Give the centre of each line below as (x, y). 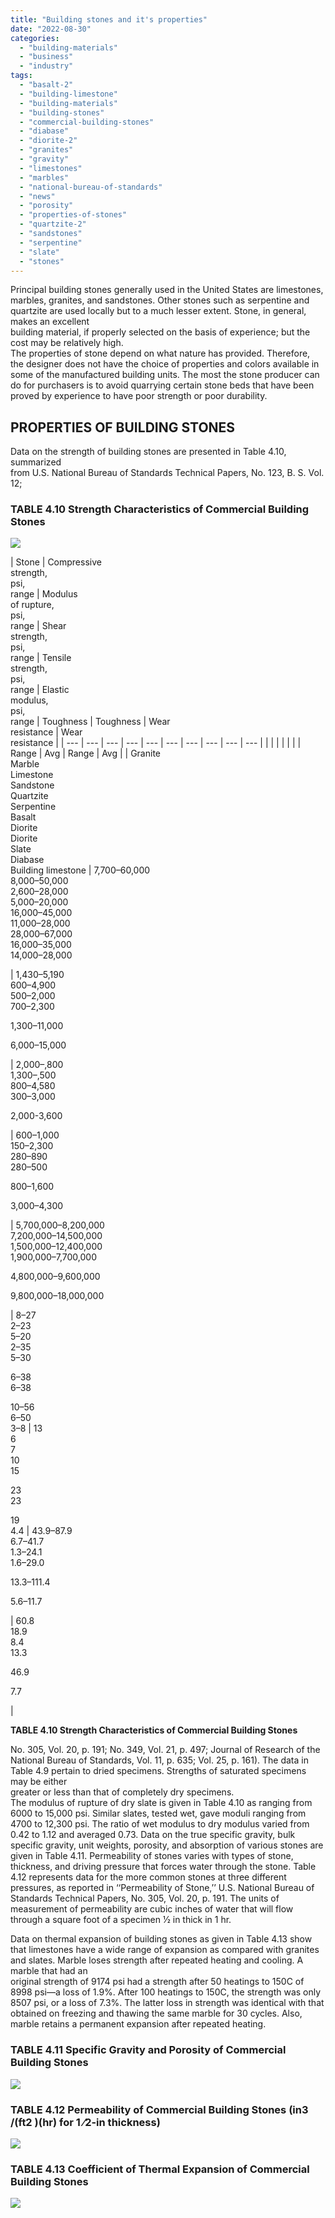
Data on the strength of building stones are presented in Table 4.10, (148, 452)
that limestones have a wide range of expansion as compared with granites (165, 1950)
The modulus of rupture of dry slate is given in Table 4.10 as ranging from (161, 1803)
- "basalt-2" (46, 85)
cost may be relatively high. (67, 343)
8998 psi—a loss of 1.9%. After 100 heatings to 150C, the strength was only (166, 1992)
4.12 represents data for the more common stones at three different (148, 1877)
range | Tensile (41, 658)
